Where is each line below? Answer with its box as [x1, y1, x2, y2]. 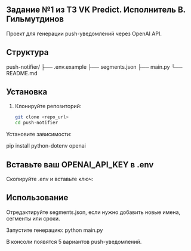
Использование [6, 192, 69, 203]
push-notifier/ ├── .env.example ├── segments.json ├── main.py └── [6, 63, 183, 71]
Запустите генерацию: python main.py [6, 226, 103, 234]
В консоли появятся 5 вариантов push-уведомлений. [6, 238, 142, 245]
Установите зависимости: [6, 131, 72, 138]
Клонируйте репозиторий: [14, 103, 82, 110]
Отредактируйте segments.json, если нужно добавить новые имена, [6, 209, 181, 216]
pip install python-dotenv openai [6, 142, 87, 149]
